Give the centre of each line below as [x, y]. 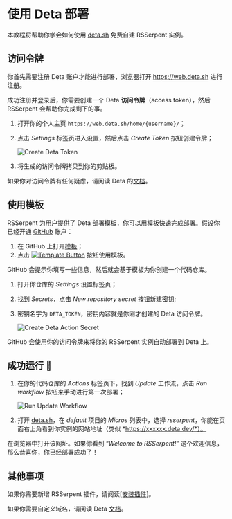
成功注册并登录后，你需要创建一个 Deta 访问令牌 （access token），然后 [109, 100]
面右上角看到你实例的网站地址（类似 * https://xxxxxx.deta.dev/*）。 [112, 429]
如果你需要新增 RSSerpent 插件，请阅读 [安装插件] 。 [81, 494]
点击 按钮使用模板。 [73, 255]
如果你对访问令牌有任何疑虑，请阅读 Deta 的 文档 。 [79, 181]
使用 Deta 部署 [48, 14]
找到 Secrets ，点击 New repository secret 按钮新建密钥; [97, 299]
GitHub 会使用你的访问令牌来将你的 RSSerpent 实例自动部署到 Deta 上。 [110, 342]
